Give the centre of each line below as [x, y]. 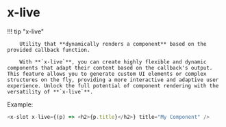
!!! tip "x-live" [26, 31]
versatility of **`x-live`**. [50, 91]
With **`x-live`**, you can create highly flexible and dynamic [113, 62]
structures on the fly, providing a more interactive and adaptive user [113, 80]
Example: [20, 104]
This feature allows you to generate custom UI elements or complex [107, 74]
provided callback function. [49, 50]
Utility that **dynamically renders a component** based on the [113, 44]
